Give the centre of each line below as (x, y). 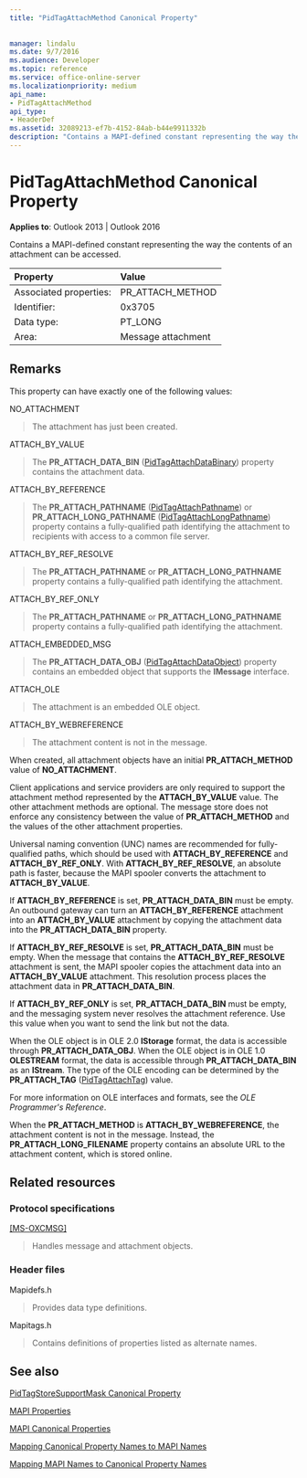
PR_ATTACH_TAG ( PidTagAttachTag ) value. (91, 1080)
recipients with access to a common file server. (121, 536)
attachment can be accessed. (65, 254)
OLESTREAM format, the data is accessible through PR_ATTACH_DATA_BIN (153, 1060)
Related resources (63, 1182)
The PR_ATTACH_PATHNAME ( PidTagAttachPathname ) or (142, 507)
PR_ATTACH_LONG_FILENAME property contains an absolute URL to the (148, 1144)
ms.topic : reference (49, 69)
